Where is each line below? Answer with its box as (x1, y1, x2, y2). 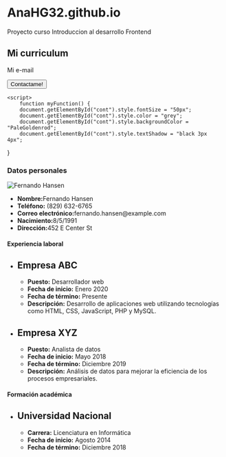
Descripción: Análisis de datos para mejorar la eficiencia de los (27, 367, 207, 376)
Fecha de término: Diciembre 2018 (27, 443, 126, 451)
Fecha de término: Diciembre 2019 (27, 360, 127, 368)
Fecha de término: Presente (27, 293, 108, 301)
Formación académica (7, 390, 72, 398)
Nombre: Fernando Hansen (16, 195, 94, 203)
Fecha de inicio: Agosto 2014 (27, 436, 111, 444)
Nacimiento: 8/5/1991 (16, 217, 78, 225)
